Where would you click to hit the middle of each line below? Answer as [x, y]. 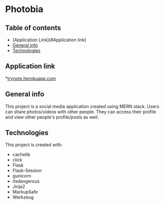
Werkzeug [23, 197]
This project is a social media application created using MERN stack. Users [82, 106]
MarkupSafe [25, 192]
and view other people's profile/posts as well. [52, 117]
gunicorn [22, 176]
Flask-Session [27, 171]
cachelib [21, 155]
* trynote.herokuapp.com [30, 78]
